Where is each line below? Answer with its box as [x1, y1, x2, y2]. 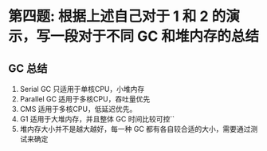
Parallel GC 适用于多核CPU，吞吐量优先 [19, 94, 151, 104]
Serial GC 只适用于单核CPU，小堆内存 [19, 85, 145, 93]
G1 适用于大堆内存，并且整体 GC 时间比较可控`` [19, 114, 175, 124]
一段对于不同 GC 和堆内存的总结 [50, 27, 259, 46]
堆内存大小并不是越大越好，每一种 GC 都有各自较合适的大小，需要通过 [19, 125, 251, 133]
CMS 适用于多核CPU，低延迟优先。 [19, 105, 137, 113]
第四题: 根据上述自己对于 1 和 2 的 [8, 7, 226, 26]
